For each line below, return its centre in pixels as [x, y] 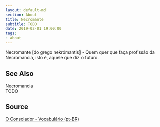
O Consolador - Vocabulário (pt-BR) [42, 119]
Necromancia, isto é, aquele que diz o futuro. [52, 57]
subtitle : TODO [21, 24]
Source [17, 107]
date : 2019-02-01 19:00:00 [33, 29]
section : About [21, 15]
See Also [19, 74]
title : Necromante [24, 19]
